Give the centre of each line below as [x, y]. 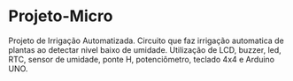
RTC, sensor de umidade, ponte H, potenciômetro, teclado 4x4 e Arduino [142, 59]
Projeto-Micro [61, 16]
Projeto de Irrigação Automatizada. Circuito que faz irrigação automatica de [146, 40]
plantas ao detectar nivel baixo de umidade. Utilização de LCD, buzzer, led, [145, 49]
